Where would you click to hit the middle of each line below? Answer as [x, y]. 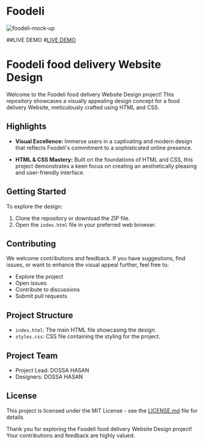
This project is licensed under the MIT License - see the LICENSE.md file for [102, 410]
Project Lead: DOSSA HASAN [52, 370]
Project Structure [40, 315]
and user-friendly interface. [50, 173]
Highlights [27, 126]
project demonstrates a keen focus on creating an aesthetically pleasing [106, 166]
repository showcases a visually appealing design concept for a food [93, 101]
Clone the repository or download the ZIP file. [72, 218]
